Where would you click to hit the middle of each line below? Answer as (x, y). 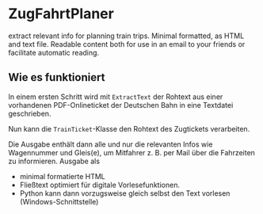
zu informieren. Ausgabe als (54, 161)
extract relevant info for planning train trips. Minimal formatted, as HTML (126, 36)
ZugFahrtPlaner (61, 14)
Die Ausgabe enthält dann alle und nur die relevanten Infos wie (111, 144)
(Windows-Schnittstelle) (59, 201)
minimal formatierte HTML (62, 176)
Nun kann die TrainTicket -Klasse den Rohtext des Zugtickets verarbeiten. (129, 128)
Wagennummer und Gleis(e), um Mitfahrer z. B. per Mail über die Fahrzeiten (132, 152)
